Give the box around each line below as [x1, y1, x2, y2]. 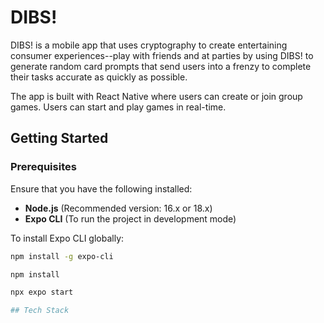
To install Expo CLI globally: [10, 232, 125, 244]
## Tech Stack [10, 306, 70, 316]
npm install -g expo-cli [10, 251, 114, 261]
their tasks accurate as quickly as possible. [10, 71, 188, 83]
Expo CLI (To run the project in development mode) [24, 212, 237, 225]
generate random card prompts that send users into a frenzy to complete [10, 60, 312, 72]
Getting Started [10, 130, 109, 147]
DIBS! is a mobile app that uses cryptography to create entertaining [10, 39, 288, 51]
